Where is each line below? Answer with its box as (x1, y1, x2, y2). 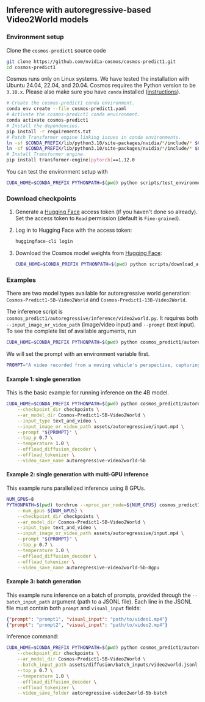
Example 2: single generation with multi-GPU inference (6, 471, 149, 478)
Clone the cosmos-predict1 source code (6, 46, 106, 54)
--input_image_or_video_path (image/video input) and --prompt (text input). (6, 321, 196, 328)
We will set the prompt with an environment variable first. (6, 350, 150, 358)
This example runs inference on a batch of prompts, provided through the (6, 591, 191, 599)
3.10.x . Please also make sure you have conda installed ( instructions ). (6, 88, 181, 95)
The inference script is (6, 308, 63, 316)
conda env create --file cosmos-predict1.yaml (6, 106, 127, 112)
